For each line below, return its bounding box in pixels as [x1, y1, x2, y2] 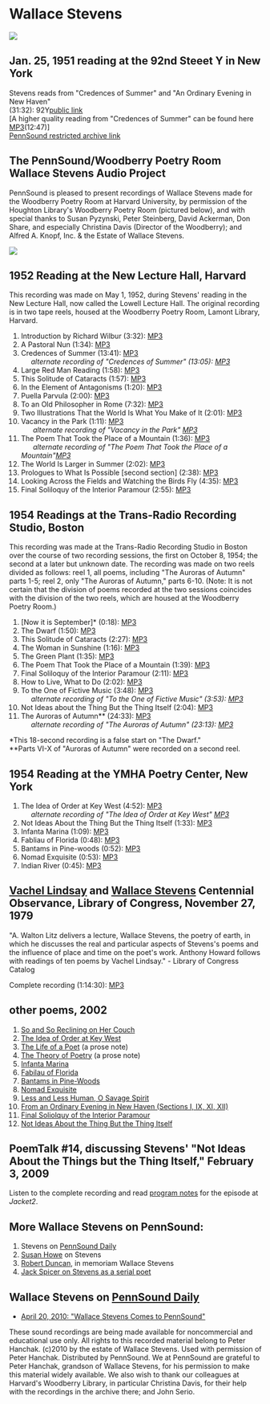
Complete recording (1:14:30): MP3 [9, 980, 125, 990]
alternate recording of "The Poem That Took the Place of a [32, 443, 228, 452]
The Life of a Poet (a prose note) [20, 1042, 129, 1051]
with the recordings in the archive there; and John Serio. [9, 1387, 195, 1397]
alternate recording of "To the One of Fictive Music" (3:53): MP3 [30, 694, 244, 704]
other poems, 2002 [9, 1003, 107, 1017]
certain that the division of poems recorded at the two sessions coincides [9, 585, 252, 594]
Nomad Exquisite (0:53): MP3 [20, 852, 119, 862]
